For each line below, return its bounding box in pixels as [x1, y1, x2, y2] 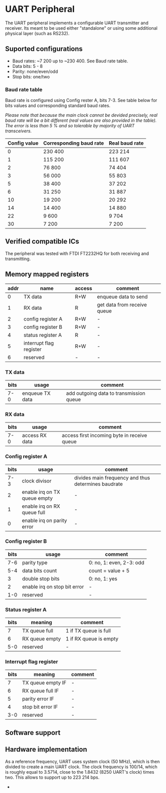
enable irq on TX [22, 488, 60, 495]
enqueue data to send [97, 293, 148, 300]
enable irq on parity [22, 517, 67, 524]
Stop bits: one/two [12, 73, 50, 80]
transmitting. [5, 256, 31, 262]
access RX [22, 432, 47, 439]
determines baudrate [74, 480, 123, 487]
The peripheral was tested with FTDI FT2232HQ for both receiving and [5, 250, 149, 256]
